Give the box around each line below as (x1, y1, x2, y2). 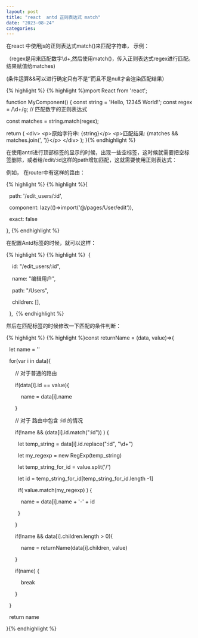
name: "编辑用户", (11, 275, 56, 282)
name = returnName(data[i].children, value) (20, 544, 128, 552)
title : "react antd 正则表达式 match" (6, 14, 101, 20)
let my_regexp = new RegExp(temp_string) (17, 452, 122, 459)
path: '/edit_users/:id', (8, 192, 63, 200)
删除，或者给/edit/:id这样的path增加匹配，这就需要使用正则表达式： (11, 156, 178, 164)
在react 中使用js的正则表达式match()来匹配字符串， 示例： (6, 42, 150, 49)
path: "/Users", (11, 287, 49, 294)
